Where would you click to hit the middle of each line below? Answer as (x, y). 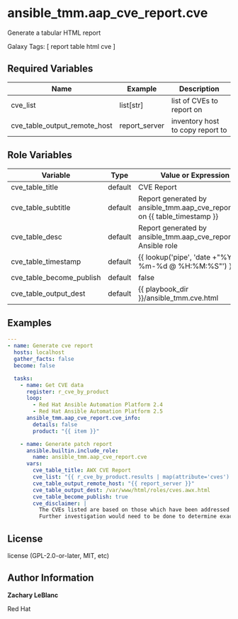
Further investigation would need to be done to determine (128, 517)
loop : (34, 398)
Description (199, 89)
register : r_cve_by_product (68, 391)
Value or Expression (195, 175)
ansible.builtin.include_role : (72, 451)
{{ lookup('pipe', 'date (174, 257)
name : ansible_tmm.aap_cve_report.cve (90, 457)
